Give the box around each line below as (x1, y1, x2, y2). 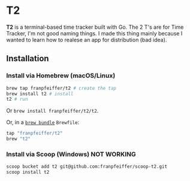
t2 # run (6, 96, 28, 102)
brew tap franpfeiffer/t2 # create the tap (6, 85, 117, 91)
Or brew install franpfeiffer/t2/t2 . (6, 107, 99, 114)
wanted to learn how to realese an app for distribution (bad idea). (6, 36, 167, 43)
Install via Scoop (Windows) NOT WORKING (6, 150, 136, 158)
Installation (6, 53, 49, 64)
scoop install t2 (6, 169, 50, 176)
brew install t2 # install (6, 90, 74, 96)
